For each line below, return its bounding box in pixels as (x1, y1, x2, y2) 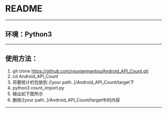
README (5, 3, 43, 14)
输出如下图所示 (12, 91, 43, 97)
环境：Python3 (5, 30, 52, 39)
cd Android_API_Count (12, 73, 59, 79)
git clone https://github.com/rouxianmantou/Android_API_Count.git (12, 68, 149, 74)
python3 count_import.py (12, 85, 65, 91)
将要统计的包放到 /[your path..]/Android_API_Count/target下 (12, 79, 135, 85)
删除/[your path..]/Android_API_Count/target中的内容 (12, 97, 120, 103)
